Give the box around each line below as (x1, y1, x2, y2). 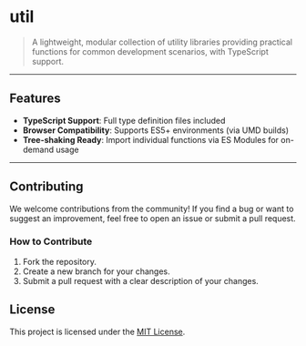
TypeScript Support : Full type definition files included (22, 115, 226, 126)
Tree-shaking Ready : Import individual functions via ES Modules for (22, 134, 280, 145)
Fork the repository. (22, 256, 97, 267)
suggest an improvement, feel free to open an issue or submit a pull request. (9, 212, 296, 224)
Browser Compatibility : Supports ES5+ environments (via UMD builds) (22, 125, 290, 136)
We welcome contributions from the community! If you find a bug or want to (9, 203, 294, 214)
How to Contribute (9, 235, 93, 248)
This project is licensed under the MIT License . (9, 326, 186, 337)
